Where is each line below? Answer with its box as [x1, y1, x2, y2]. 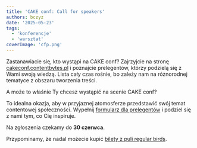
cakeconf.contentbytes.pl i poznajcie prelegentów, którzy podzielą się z [6, 64, 182, 71]
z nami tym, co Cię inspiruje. [6, 112, 76, 119]
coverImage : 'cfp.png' [6, 42, 62, 48]
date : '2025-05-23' [6, 20, 55, 25]
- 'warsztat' [11, 36, 44, 42]
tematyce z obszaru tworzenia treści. [6, 76, 97, 83]
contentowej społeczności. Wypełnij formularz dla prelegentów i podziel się [6, 106, 192, 113]
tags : [6, 25, 20, 31]
